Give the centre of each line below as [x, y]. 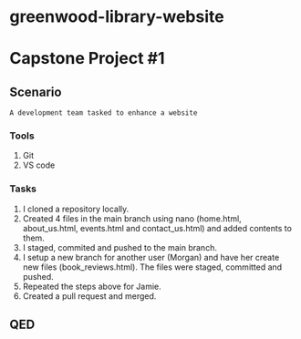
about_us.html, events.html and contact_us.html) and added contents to [157, 228]
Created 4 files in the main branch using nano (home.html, [132, 218]
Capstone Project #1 [88, 59]
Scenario [36, 92]
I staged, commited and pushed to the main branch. [119, 247]
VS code [39, 165]
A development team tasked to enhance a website [104, 113]
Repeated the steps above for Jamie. [92, 286]
